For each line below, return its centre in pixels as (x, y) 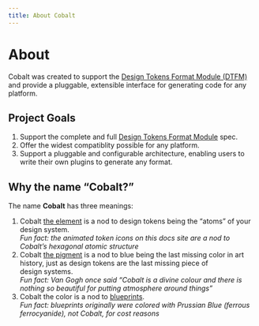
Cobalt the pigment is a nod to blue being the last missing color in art (132, 255)
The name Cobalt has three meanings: (71, 206)
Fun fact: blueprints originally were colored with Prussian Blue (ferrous (135, 305)
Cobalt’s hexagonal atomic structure (79, 246)
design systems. (46, 272)
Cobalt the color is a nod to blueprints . (82, 297)
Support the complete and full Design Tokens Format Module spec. (129, 137)
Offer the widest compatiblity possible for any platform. (109, 145)
